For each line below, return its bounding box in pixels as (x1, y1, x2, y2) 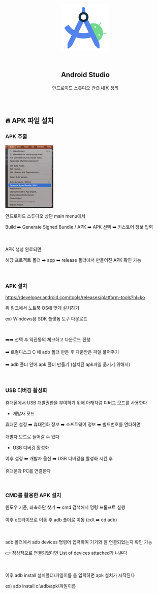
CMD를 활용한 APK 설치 (5, 491, 61, 499)
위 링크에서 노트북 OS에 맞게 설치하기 (5, 305, 80, 311)
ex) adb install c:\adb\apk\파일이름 (5, 583, 76, 589)
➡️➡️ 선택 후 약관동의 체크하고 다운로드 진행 (5, 336, 91, 343)
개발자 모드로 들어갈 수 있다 (5, 433, 60, 440)
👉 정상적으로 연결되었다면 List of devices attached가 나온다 (5, 550, 128, 556)
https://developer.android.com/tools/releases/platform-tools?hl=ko (5, 294, 145, 301)
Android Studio (60, 70, 110, 79)
